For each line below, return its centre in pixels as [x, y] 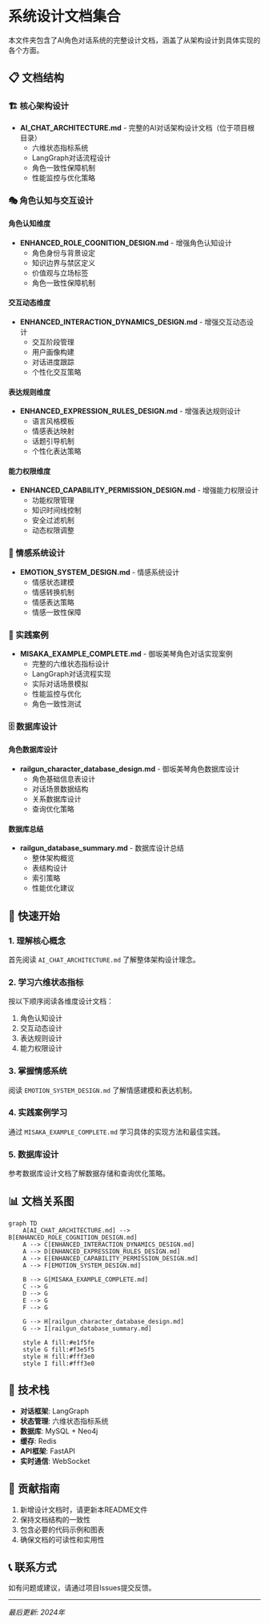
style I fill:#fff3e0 [58, 1363]
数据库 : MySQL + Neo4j [59, 1431]
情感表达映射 [53, 431]
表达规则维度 [29, 392]
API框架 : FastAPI [48, 1451]
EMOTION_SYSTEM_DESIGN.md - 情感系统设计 [100, 572]
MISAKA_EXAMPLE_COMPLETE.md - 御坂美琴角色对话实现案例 [126, 653]
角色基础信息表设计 [64, 779]
